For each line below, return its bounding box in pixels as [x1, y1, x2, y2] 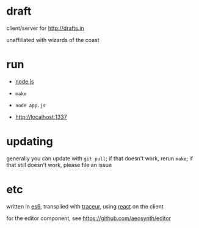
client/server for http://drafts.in [6, 24, 84, 32]
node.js [15, 77, 35, 85]
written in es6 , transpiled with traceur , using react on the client [6, 202, 164, 210]
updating [6, 135, 53, 149]
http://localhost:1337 [15, 113, 67, 120]
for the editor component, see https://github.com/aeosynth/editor [6, 215, 172, 222]
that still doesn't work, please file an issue [6, 161, 112, 168]
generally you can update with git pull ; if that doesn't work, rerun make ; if [6, 154, 194, 162]
